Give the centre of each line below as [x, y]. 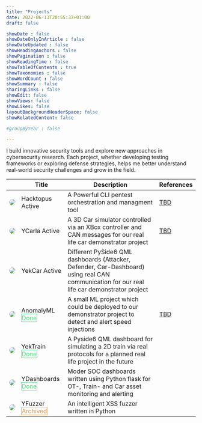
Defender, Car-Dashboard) [106, 267]
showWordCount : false [35, 79]
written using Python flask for [109, 379]
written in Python [92, 411]
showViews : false [28, 101]
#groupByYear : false [33, 129]
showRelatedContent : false [40, 118]
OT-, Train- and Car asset [105, 386]
